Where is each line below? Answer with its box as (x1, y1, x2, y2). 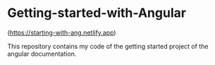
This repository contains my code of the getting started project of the (7, 42, 209, 50)
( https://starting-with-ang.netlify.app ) (7, 28, 116, 37)
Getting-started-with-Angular (7, 5, 187, 21)
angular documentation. (7, 49, 77, 58)
